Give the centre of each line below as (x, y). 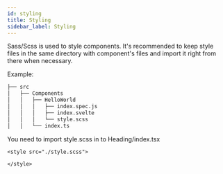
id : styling (24, 14)
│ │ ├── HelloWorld (42, 100)
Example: (20, 74)
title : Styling (29, 20)
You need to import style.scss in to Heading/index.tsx (84, 139)
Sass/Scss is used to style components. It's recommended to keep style (110, 46)
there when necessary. (40, 61)
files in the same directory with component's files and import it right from (112, 53)
